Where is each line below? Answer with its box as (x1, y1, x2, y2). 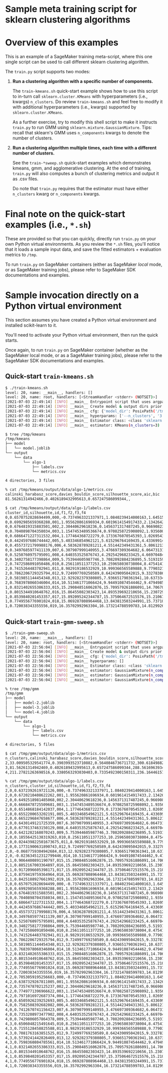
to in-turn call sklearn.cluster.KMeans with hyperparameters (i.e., (12, 93, 148, 99)
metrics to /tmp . (5, 251, 37, 257)
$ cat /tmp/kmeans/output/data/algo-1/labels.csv (5, 505, 111, 511)
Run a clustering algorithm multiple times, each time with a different (12, 144, 156, 150)
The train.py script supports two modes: (5, 68, 90, 74)
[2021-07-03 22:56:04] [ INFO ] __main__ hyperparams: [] (5, 659, 124, 664)
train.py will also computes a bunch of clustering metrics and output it (12, 170, 159, 176)
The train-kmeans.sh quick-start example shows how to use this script (12, 88, 158, 94)
